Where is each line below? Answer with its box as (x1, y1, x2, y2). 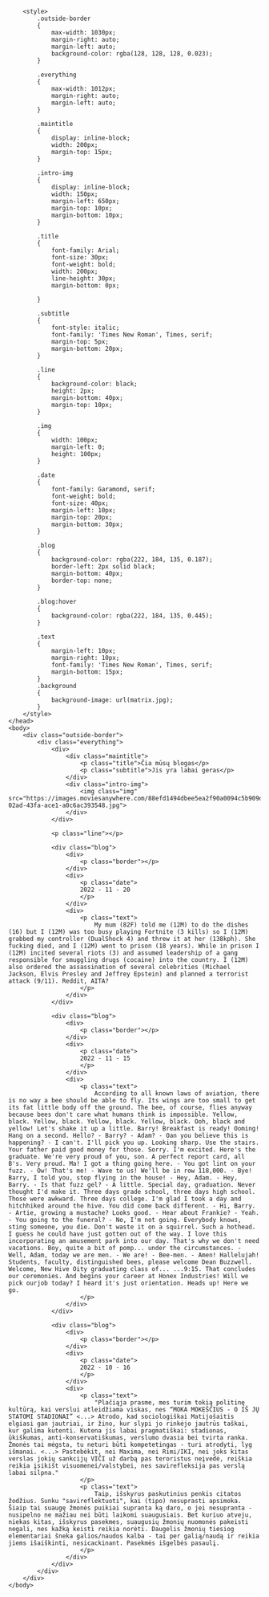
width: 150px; (50, 190, 98, 198)
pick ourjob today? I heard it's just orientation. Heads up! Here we (8, 1279, 249, 1287)
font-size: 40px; (50, 499, 110, 507)
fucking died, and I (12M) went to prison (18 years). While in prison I (8, 942, 260, 950)
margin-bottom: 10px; (50, 211, 124, 219)
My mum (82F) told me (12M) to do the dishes (94, 921, 249, 929)
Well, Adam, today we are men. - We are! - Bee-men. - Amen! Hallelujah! (8, 1251, 260, 1259)
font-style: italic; (50, 324, 120, 332)
